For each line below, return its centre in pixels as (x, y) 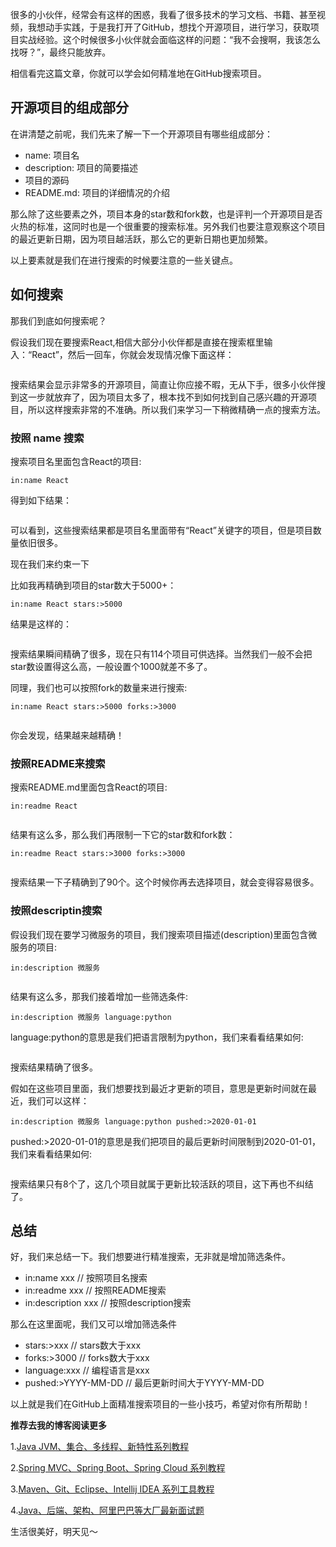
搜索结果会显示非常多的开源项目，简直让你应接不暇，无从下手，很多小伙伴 (163, 384)
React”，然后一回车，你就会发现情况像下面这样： (133, 354)
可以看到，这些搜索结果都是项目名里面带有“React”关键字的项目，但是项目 (161, 530)
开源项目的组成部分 (69, 108)
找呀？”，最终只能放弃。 (61, 52)
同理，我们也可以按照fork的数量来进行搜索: (99, 687)
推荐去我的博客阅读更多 (58, 1425)
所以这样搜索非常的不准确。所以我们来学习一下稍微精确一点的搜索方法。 (176, 409)
